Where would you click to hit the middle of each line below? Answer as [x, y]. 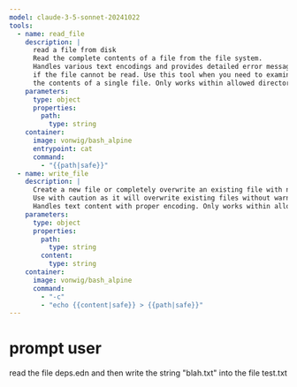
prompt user [55, 349]
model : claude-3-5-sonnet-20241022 [75, 17]
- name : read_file [51, 34]
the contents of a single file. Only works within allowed [143, 83]
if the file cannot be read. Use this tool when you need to [148, 75]
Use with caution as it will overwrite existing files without [152, 198]
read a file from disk [74, 50]
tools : [21, 26]
